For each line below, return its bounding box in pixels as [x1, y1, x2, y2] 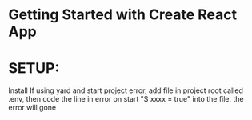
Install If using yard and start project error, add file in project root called [8, 86, 244, 95]
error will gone [8, 102, 57, 113]
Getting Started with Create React [8, 6, 238, 24]
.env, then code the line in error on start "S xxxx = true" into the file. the [8, 94, 244, 104]
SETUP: [8, 59, 60, 78]
